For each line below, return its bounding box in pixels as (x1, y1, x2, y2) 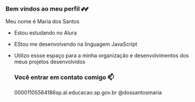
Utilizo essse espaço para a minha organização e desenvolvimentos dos (14, 52, 189, 59)
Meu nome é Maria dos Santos (5, 18, 80, 25)
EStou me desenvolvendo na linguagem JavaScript (14, 40, 137, 48)
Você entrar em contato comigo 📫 (14, 73, 115, 81)
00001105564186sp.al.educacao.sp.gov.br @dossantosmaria (14, 89, 162, 96)
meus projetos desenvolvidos (14, 58, 86, 66)
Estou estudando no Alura (14, 29, 77, 36)
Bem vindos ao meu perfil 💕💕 (5, 5, 89, 13)
